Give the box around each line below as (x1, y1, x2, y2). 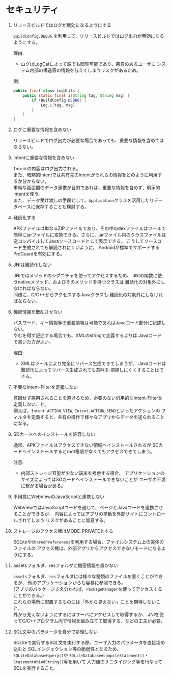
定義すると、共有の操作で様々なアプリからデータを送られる (31, 414, 156, 420)
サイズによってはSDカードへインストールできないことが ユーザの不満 (20, 477, 166, 483)
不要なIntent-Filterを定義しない (13, 384, 78, 390)
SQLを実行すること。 (13, 665, 58, 671)
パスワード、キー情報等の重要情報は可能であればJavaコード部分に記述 (13, 320, 162, 326)
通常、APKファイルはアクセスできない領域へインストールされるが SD (13, 442, 159, 448)
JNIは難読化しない (13, 262, 52, 268)
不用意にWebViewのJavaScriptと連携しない (13, 493, 105, 500)
